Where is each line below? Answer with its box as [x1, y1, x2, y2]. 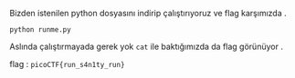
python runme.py [9, 25, 71, 34]
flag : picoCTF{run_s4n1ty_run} [9, 59, 125, 69]
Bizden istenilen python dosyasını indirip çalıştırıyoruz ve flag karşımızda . [9, 8, 287, 18]
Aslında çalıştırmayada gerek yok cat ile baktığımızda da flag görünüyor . [9, 41, 283, 52]
